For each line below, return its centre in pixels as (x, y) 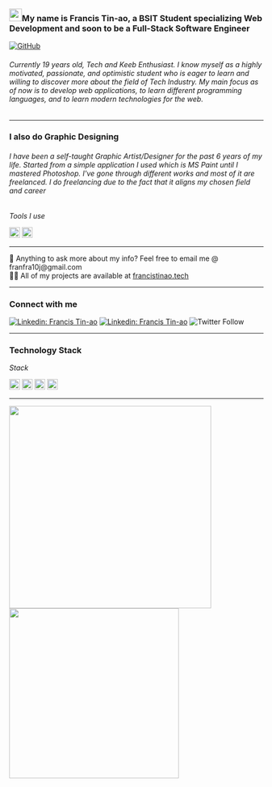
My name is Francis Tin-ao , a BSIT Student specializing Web (142, 18)
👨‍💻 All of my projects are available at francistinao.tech (99, 275)
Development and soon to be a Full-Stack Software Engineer (130, 28)
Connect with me (43, 304)
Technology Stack (46, 350)
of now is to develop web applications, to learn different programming (126, 90)
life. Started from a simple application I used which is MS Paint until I (124, 165)
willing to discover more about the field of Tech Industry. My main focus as (134, 82)
